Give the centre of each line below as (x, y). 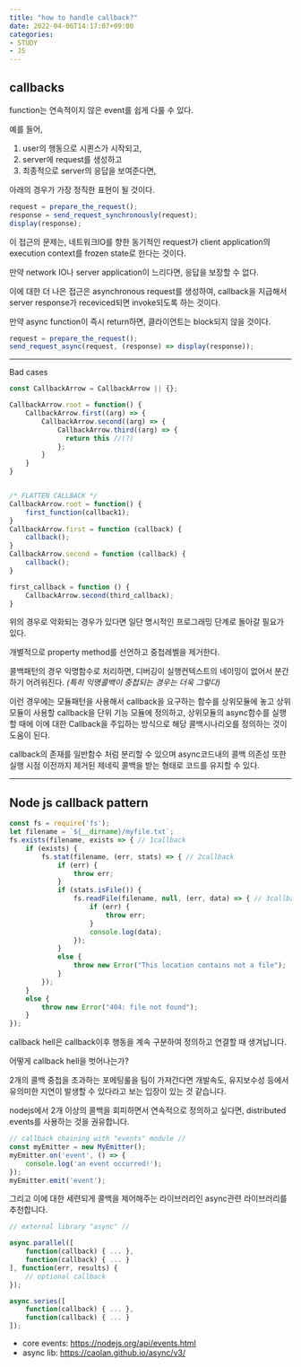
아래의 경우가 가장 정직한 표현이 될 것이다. (82, 189)
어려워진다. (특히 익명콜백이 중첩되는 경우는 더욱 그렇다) (123, 682)
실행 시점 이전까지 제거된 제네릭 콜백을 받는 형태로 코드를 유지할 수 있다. (134, 766)
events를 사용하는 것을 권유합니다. (69, 1122)
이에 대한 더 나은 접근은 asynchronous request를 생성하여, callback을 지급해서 (148, 291)
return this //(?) (100, 438)
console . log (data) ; (126, 932)
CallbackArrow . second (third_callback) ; (100, 595)
